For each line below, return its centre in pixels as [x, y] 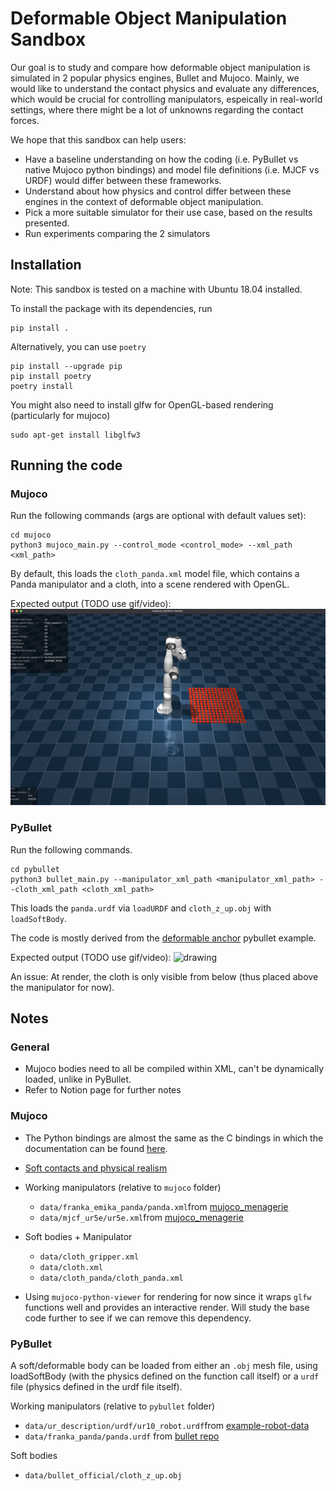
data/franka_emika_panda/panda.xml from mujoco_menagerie [164, 1206]
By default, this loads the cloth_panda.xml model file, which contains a [155, 574]
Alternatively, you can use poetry [78, 346]
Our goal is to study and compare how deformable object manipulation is [160, 67]
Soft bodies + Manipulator [78, 1236]
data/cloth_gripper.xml [89, 1257]
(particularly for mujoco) [60, 415]
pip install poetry [51, 376]
